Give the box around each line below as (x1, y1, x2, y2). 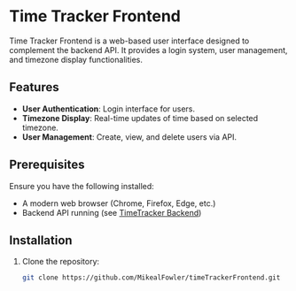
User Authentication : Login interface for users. (21, 103, 196, 114)
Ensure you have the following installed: (9, 180, 155, 191)
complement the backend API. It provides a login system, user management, (9, 44, 288, 55)
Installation (9, 233, 73, 248)
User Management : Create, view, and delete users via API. (21, 131, 238, 142)
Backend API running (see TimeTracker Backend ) (21, 207, 202, 218)
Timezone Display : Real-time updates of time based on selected (21, 112, 259, 123)
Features (9, 80, 59, 95)
